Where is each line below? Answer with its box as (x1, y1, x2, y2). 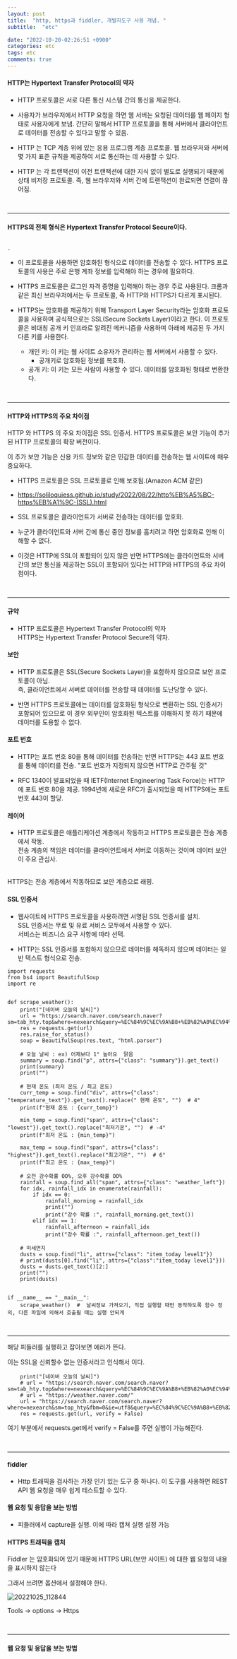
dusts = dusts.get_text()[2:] (20, 1263, 109, 1270)
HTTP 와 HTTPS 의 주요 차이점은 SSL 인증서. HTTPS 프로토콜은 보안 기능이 (7, 429, 217, 437)
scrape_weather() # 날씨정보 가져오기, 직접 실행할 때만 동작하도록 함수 (20, 1301, 215, 1309)
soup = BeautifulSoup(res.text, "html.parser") (20, 1037, 162, 1044)
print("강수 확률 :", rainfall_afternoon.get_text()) (44, 1231, 201, 1238)
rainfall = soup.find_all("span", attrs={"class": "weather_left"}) (20, 1179, 226, 1186)
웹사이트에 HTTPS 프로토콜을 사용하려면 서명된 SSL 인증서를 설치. (17, 912, 200, 921)
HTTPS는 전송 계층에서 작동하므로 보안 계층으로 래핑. (7, 878, 154, 886)
